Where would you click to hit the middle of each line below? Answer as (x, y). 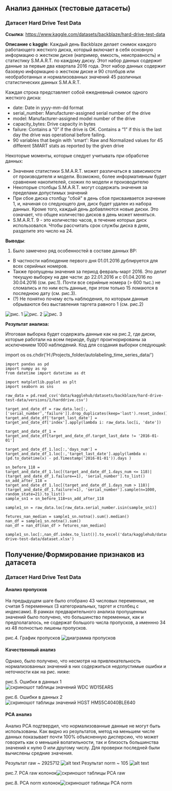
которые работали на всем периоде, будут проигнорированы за (76, 339)
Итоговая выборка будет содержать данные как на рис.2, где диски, (81, 334)
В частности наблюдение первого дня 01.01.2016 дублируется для (85, 260)
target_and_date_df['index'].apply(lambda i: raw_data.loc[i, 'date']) (83, 422)
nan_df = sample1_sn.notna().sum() (43, 521)
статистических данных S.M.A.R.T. (43, 82)
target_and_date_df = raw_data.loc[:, (47, 409)
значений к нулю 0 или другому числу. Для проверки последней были (83, 747)
